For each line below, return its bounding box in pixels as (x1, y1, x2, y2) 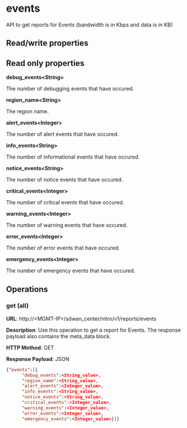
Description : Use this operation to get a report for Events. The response (6, 326, 181, 333)
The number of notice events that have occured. (6, 176, 123, 183)
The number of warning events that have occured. (6, 222, 128, 229)
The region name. (6, 108, 49, 115)
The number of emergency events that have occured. (6, 267, 135, 274)
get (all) (6, 302, 29, 310)
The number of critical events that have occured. (6, 199, 125, 206)
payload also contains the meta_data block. (6, 332, 111, 339)
